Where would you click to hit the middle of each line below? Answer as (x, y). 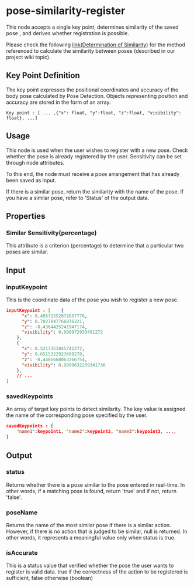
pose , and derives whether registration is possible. (68, 33)
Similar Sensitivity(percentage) (52, 233)
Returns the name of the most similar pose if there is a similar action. (89, 525)
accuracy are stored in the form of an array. (58, 102)
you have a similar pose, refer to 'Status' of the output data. (78, 198)
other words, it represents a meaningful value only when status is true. (91, 538)
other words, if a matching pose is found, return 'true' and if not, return (91, 491)
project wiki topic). (28, 57)
